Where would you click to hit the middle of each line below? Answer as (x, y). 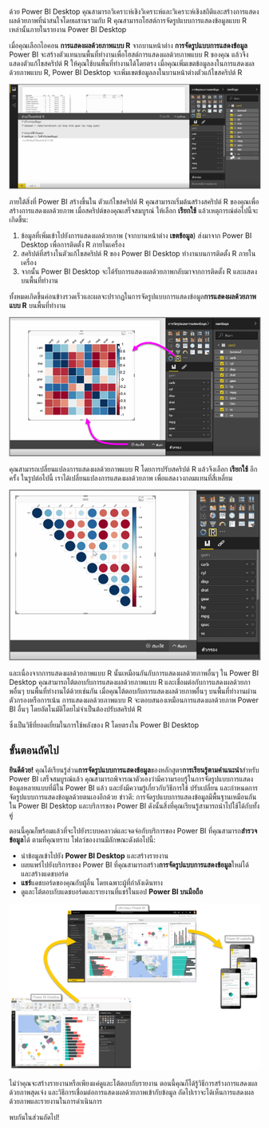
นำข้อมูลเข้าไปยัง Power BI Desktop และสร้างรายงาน (94, 855)
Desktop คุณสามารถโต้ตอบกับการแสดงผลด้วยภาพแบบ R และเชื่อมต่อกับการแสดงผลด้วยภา (130, 682)
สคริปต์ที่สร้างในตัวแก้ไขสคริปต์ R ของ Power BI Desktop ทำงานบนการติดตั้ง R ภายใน (138, 254)
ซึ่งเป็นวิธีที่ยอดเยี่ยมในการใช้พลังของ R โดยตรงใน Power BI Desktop (104, 725)
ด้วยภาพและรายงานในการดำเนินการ (56, 1102)
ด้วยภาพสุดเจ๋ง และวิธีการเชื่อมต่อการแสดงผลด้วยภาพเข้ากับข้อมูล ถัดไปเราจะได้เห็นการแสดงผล (132, 1092)
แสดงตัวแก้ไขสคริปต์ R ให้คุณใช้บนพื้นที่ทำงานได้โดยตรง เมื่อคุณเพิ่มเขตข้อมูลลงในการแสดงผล (132, 63)
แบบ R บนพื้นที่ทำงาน (38, 306)
